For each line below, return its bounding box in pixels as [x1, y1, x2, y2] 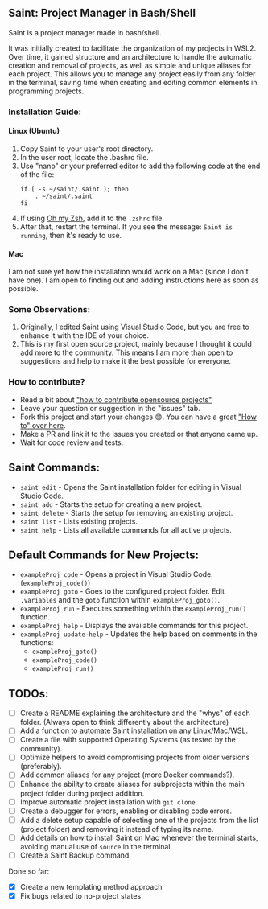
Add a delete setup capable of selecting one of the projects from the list [19, 815, 259, 825]
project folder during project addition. [19, 788, 145, 798]
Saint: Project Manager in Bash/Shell [8, 6, 196, 20]
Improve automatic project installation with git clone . [19, 796, 198, 807]
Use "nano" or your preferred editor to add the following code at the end [19, 161, 261, 171]
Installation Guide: [8, 106, 82, 117]
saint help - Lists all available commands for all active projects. [19, 524, 232, 534]
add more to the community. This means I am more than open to [19, 348, 233, 357]
